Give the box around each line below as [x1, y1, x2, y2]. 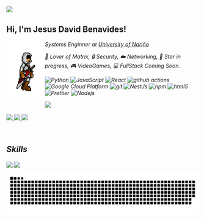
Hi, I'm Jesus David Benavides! [6, 25, 126, 35]
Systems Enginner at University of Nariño [45, 40, 150, 48]
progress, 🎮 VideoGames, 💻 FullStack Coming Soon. [45, 62, 181, 69]
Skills [6, 144, 27, 154]
